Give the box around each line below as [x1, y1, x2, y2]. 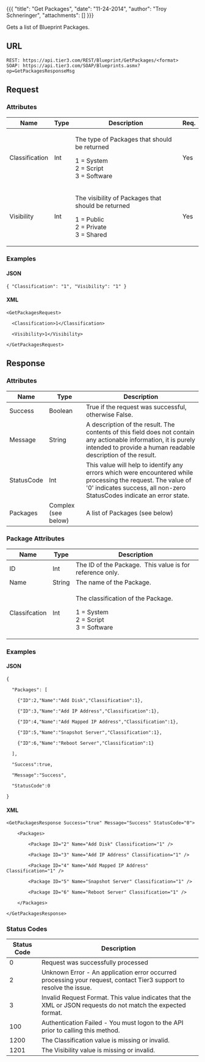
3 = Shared [75, 230, 107, 239]
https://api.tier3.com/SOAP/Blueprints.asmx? [22, 62, 140, 69]
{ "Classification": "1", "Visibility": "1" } [6, 283, 127, 289]
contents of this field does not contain [85, 428, 195, 436]
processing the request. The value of [85, 476, 192, 484]
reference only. [76, 568, 120, 576]
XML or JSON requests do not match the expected [41, 1001, 186, 1010]
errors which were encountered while [85, 468, 193, 476]
